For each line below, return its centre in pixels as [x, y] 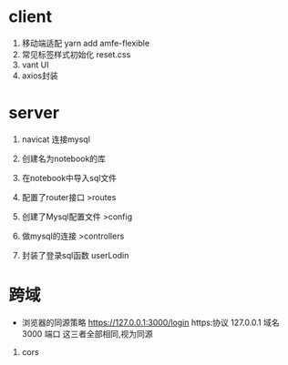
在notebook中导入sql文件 [69, 177]
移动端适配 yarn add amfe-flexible [86, 43]
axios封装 [40, 76]
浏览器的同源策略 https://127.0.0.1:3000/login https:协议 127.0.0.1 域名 [150, 322]
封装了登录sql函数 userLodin [75, 255]
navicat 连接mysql [56, 139]
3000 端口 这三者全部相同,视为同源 [87, 333]
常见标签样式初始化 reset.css [76, 54]
